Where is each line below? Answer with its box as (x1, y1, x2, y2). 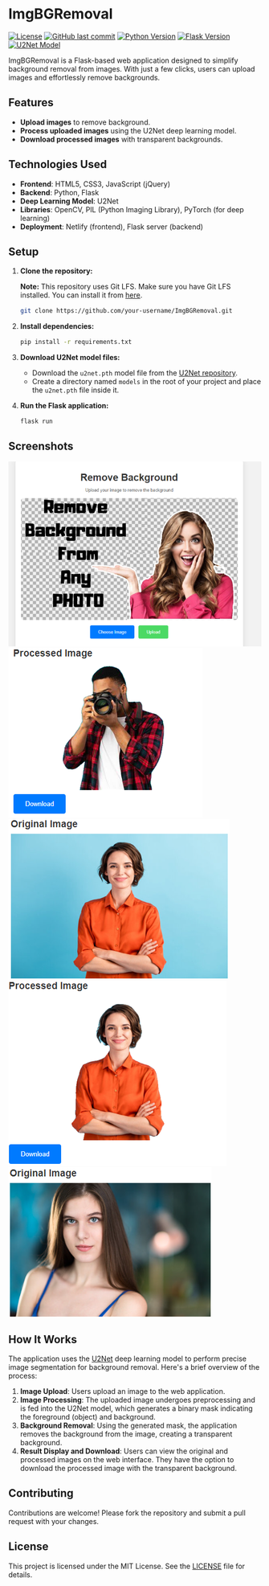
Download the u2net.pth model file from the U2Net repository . (31, 368, 238, 378)
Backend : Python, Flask (19, 187, 100, 197)
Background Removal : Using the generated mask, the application (19, 1420, 238, 1430)
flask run (19, 417, 54, 426)
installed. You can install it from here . (19, 290, 143, 300)
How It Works (8, 1332, 78, 1346)
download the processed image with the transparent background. (19, 1464, 237, 1473)
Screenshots (8, 440, 74, 453)
